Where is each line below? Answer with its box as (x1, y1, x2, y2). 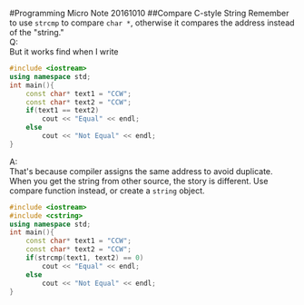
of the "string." (9, 27, 65, 37)
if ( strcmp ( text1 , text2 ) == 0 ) (25, 253, 144, 262)
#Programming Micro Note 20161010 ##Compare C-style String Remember (9, 8, 289, 18)
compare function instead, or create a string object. (9, 185, 206, 196)
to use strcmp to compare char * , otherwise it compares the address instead (9, 17, 295, 28)
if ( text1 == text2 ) (25, 106, 100, 115)
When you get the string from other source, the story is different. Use (9, 175, 269, 186)
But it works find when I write (9, 46, 119, 57)
